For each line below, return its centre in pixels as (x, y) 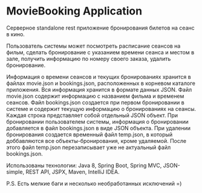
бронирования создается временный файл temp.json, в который (90, 134)
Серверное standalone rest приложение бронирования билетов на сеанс (100, 28)
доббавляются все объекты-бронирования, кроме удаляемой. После (96, 141)
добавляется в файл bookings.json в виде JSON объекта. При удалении (99, 128)
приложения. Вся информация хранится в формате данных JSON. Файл (99, 89)
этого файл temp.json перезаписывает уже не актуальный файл (89, 147)
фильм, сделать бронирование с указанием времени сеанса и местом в (100, 52)
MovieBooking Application (74, 11)
